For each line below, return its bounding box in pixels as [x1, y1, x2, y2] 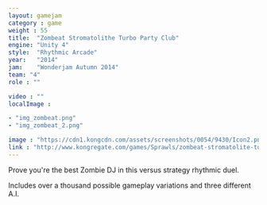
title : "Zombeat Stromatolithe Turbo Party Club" [8, 33, 180, 42]
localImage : [8, 100, 52, 108]
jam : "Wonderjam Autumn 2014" [8, 64, 119, 72]
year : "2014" [8, 56, 59, 64]
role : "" [8, 78, 41, 86]
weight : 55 [8, 26, 48, 34]
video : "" [8, 92, 44, 100]
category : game [8, 19, 62, 27]
